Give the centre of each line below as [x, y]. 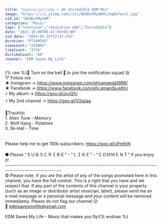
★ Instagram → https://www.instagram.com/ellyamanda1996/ [66, 83]
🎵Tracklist [15, 113]
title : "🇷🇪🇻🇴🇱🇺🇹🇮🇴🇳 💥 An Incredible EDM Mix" [57, 9]
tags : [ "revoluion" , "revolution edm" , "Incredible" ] [58, 28]
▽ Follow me [18, 78]
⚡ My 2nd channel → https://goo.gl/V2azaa [48, 101]
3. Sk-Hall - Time [22, 128]
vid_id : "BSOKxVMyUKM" [28, 18]
